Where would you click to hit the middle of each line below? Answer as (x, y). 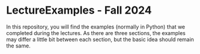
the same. (19, 46)
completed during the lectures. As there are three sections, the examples (96, 33)
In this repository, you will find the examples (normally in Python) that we (96, 27)
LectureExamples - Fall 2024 (79, 10)
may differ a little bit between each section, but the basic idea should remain (100, 39)
